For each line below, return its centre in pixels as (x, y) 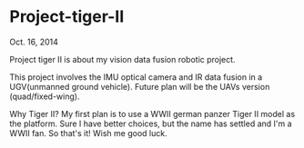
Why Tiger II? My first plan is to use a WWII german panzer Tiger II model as (152, 113)
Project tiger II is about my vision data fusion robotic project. (122, 59)
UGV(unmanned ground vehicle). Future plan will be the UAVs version (140, 86)
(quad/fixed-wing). (45, 96)
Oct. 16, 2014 (34, 42)
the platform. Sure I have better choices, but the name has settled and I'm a (151, 123)
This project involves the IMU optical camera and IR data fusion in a (136, 77)
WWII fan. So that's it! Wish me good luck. (88, 133)
